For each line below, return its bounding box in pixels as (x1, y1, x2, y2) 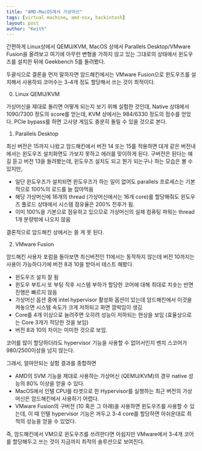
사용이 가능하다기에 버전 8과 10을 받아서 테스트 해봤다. (6, 261, 134, 268)
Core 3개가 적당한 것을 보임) (21, 319, 89, 326)
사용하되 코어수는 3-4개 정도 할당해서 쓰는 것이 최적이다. (22, 78, 156, 86)
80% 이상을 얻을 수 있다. (26, 380, 85, 387)
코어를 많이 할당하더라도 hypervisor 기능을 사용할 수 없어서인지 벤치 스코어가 (6, 339, 188, 347)
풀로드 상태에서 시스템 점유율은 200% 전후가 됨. (21, 200, 135, 208)
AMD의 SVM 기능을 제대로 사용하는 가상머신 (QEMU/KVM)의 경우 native (14, 373, 188, 380)
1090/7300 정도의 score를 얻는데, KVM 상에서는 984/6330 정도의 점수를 (6, 110, 180, 118)
